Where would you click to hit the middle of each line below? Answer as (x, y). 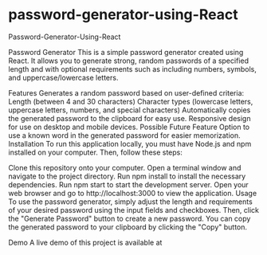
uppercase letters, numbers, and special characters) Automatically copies (130, 110)
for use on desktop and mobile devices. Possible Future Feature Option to (129, 127)
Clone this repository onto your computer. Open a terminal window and (125, 167)
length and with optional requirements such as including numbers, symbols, (133, 69)
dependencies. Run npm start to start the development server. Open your (128, 184)
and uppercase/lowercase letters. (63, 77)
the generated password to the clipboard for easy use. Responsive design (130, 118)
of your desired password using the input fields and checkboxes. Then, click (134, 210)
